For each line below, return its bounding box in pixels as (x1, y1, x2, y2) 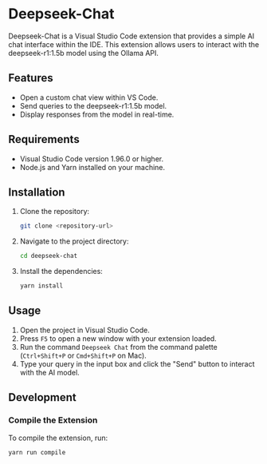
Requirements (8, 133, 80, 146)
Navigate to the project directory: (19, 236, 129, 246)
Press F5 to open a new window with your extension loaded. (19, 333, 217, 343)
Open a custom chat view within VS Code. (19, 93, 159, 102)
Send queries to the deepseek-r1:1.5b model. (19, 101, 167, 110)
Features (8, 71, 53, 85)
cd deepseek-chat (19, 252, 78, 260)
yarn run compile (8, 448, 66, 456)
